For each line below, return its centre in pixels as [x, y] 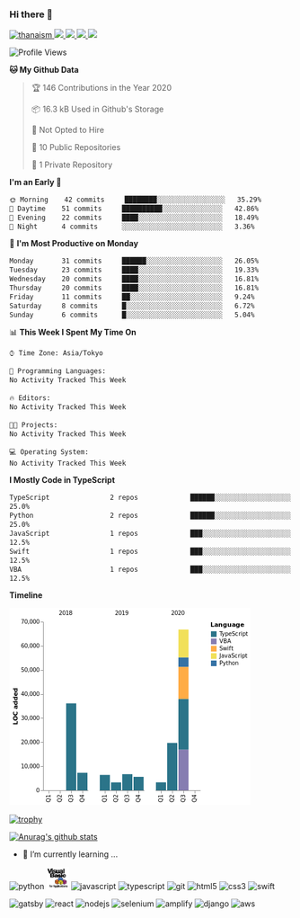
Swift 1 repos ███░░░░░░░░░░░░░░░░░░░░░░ [150, 552]
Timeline [26, 595]
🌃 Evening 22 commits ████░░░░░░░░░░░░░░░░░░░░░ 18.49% [134, 218]
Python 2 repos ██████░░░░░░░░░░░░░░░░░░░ [150, 516]
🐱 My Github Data [44, 70]
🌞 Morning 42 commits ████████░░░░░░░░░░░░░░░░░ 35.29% [136, 200]
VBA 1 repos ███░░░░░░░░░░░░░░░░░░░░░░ [150, 570]
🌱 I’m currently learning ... [70, 854]
